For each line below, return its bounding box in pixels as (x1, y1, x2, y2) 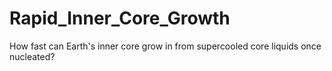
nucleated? (9, 50, 56, 62)
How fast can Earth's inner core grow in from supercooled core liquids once (9, 40, 322, 52)
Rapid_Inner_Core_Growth (9, 7, 231, 30)
